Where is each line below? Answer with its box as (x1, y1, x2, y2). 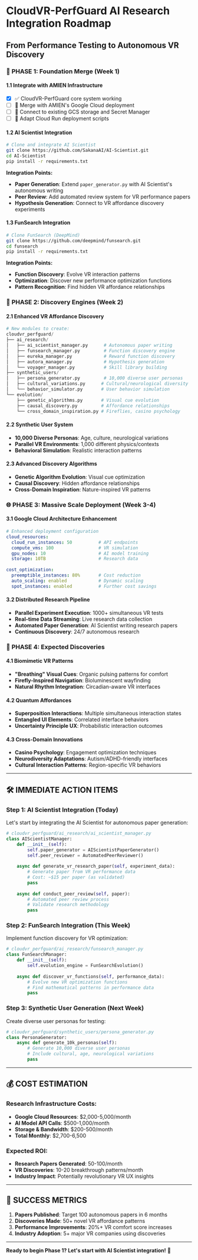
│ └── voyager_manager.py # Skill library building (6, 364, 167, 370)
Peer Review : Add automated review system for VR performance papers (14, 193, 190, 200)
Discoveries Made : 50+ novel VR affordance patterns (14, 1217, 146, 1224)
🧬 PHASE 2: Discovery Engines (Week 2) (6, 298, 124, 307)
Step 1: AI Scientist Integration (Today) (6, 805, 119, 813)
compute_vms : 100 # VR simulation (11, 545, 138, 551)
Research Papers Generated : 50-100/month (14, 1160, 123, 1167)
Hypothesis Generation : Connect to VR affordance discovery (14, 199, 164, 206)
